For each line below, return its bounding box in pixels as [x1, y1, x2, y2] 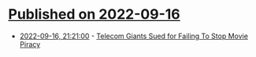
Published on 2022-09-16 [8, 5, 181, 23]
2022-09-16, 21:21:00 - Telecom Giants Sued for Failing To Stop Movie [19, 31, 248, 41]
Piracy [19, 39, 41, 48]
